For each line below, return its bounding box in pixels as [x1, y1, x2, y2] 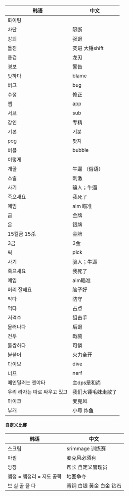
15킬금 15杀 [7, 230, 36, 237]
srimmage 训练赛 [66, 445, 106, 452]
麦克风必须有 [66, 454, 96, 461]
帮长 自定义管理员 [66, 464, 108, 471]
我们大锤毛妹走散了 [72, 388, 117, 395]
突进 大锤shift [72, 45, 104, 52]
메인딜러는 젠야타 [7, 379, 46, 386]
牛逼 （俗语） [72, 165, 104, 172]
